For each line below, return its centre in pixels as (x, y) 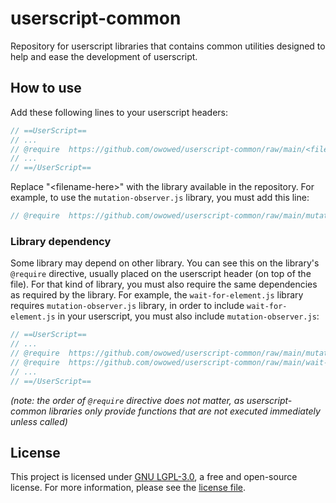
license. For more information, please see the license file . (128, 488)
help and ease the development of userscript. (104, 56)
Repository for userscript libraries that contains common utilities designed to (168, 46)
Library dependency (61, 241)
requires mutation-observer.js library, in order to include (127, 306)
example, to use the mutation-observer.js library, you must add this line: (160, 198)
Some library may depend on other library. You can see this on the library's (165, 263)
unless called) (39, 421)
